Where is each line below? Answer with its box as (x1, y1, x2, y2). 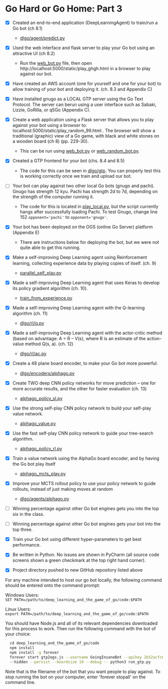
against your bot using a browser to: (12, 122, 87, 128)
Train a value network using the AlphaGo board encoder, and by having (12, 455, 159, 461)
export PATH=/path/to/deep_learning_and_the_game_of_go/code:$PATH (5, 612, 149, 617)
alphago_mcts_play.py (19, 471, 66, 477)
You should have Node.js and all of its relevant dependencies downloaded (5, 620, 158, 626)
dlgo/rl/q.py (19, 320, 44, 326)
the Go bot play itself (12, 461, 56, 467)
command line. (5, 679, 36, 685)
